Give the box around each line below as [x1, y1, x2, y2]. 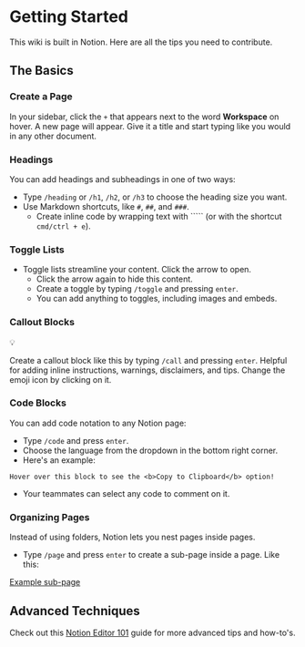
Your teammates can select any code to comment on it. [22, 488, 230, 498]
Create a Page [9, 90, 73, 103]
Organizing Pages [9, 510, 90, 523]
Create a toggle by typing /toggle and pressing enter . [36, 283, 239, 294]
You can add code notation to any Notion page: [9, 417, 187, 428]
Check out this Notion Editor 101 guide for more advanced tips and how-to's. [9, 627, 296, 638]
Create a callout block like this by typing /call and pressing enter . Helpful [9, 354, 288, 365]
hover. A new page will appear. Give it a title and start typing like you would [9, 120, 291, 131]
